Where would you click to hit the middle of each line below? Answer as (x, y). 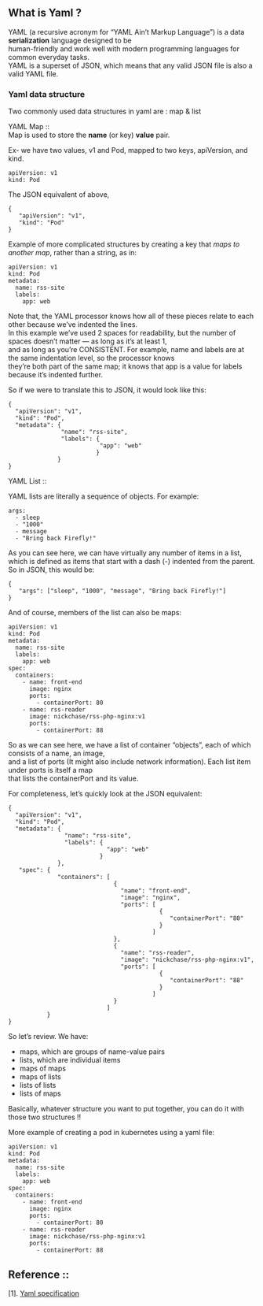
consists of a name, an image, (57, 753)
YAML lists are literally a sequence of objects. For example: (104, 496)
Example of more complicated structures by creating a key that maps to (124, 244)
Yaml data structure (47, 94)
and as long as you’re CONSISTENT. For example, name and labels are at (126, 350)
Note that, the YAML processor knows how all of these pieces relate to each (131, 316)
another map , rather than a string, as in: (73, 253)
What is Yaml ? (45, 13)
